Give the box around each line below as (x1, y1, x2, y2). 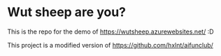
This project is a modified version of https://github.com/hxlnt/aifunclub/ (7, 41, 213, 49)
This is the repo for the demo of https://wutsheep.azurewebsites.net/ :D (7, 27, 215, 36)
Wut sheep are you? (7, 4, 127, 20)
